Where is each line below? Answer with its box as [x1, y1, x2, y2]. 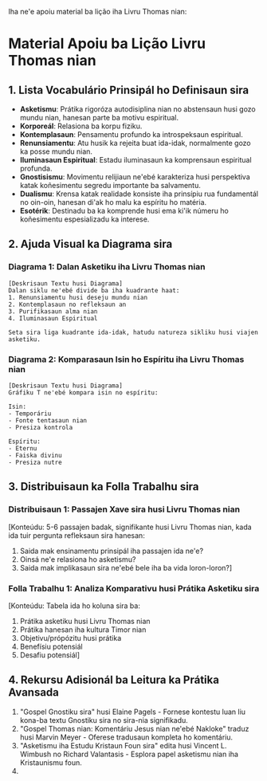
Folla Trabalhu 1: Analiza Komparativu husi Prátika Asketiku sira [8, 583, 260, 594]
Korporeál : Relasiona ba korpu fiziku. [19, 121, 143, 131]
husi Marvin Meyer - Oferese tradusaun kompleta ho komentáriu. [19, 732, 234, 742]
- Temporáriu [8, 410, 52, 418]
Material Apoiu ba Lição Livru [8, 35, 206, 53]
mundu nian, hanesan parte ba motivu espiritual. [19, 113, 179, 122]
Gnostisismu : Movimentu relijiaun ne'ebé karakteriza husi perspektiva [19, 172, 251, 182]
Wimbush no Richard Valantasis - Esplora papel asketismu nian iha [19, 749, 239, 759]
